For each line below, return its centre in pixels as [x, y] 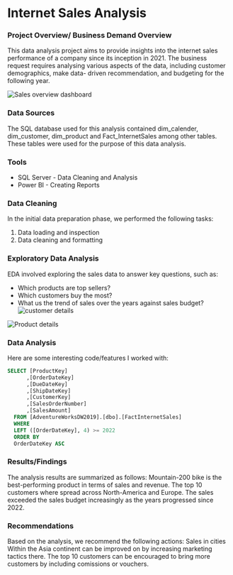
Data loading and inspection [58, 233]
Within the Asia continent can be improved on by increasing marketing [110, 549]
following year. [29, 81]
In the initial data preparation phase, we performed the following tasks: [110, 219]
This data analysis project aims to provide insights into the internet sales [113, 50]
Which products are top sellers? [64, 287]
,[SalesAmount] [49, 411]
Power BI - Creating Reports [59, 185]
